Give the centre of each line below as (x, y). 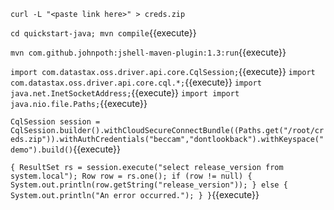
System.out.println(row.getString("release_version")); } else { (149, 185)
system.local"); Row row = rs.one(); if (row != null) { (131, 176)
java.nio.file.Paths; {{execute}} (79, 103)
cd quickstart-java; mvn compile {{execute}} (103, 33)
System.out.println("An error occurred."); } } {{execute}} (135, 194)
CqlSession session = (55, 122)
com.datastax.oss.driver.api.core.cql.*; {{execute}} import (136, 82)
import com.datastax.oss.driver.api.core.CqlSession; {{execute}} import (163, 71)
